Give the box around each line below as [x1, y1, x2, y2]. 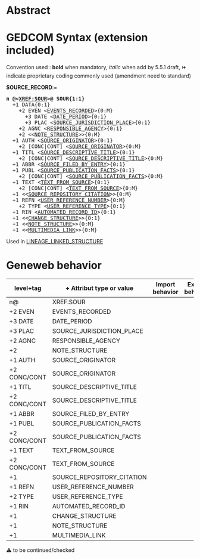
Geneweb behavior [6, 259, 102, 272]
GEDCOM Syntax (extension [6, 31, 148, 45]
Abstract [6, 4, 51, 17]
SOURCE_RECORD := [6, 84, 58, 91]
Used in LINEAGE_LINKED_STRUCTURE [6, 238, 104, 245]
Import [155, 280, 176, 289]
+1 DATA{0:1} [12, 101, 51, 108]
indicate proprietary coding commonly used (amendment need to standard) [6, 72, 192, 79]
